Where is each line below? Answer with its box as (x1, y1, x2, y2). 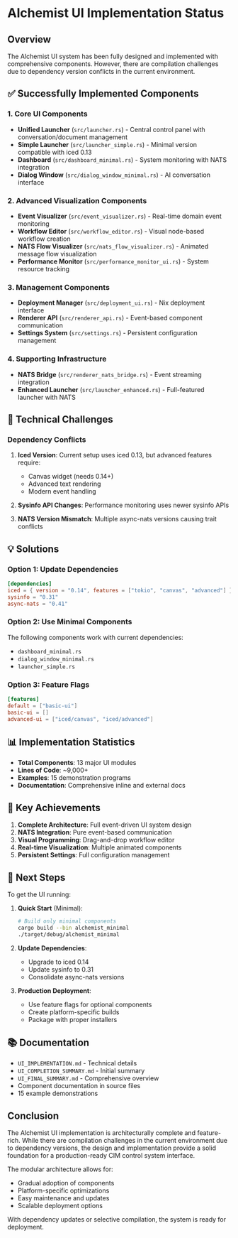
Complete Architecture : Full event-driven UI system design (17, 820, 192, 829)
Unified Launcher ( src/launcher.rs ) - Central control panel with (17, 125, 205, 134)
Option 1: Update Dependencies (7, 564, 119, 574)
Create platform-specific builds (28, 1007, 120, 1016)
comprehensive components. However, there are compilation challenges (7, 60, 219, 68)
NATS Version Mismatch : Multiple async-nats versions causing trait (17, 515, 217, 523)
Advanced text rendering (28, 479, 101, 488)
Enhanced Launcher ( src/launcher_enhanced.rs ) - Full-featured (17, 385, 205, 393)
